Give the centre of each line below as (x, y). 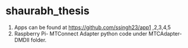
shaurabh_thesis (47, 11)
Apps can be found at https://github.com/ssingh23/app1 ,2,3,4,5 (93, 27)
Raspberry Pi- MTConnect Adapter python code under (81, 33)
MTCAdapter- (165, 33)
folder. (39, 40)
